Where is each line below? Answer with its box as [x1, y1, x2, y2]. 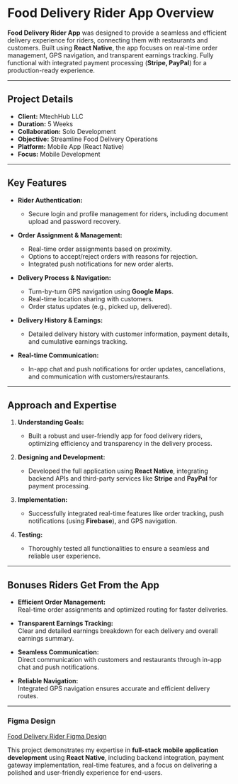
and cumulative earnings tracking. [28, 337, 128, 345]
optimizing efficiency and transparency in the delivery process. [28, 439, 212, 448]
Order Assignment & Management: [17, 230, 123, 239]
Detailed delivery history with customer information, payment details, [28, 330, 230, 338]
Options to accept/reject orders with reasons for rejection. [28, 252, 198, 260]
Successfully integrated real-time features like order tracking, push [28, 509, 225, 518]
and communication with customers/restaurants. [28, 372, 170, 381]
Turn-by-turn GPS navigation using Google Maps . [28, 287, 174, 296]
